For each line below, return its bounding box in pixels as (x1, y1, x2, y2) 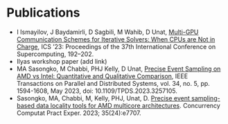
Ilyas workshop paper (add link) (16, 57, 107, 65)
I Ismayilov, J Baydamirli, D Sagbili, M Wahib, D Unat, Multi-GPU (16, 28, 199, 36)
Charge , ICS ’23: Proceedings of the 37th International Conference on (16, 42, 216, 51)
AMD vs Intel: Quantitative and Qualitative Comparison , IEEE (16, 71, 188, 80)
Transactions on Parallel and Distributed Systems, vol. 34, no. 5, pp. (16, 79, 211, 87)
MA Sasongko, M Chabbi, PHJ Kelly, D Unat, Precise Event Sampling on (16, 64, 221, 73)
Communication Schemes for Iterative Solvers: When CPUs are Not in (16, 35, 216, 43)
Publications (6, 5, 80, 21)
